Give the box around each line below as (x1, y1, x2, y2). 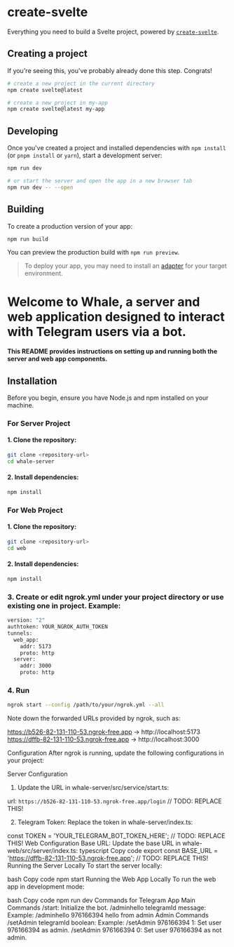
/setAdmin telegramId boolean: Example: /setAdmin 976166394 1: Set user (7, 918, 222, 927)
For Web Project (7, 505, 63, 515)
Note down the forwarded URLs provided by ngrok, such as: (7, 714, 181, 723)
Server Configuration (7, 770, 68, 779)
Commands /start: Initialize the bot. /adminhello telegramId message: (7, 904, 207, 912)
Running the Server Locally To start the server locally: (7, 861, 163, 870)
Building (7, 203, 44, 215)
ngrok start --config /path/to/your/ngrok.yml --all (7, 701, 165, 708)
